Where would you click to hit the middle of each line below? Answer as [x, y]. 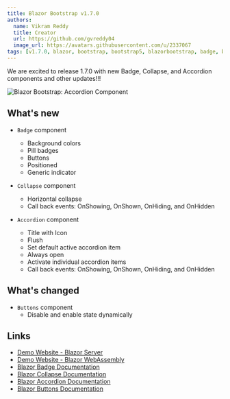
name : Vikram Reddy [41, 26]
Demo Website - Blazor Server [60, 352]
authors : [20, 20]
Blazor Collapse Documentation [62, 374]
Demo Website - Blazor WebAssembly [71, 360]
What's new [33, 113]
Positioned [42, 165]
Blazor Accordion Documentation [64, 382]
